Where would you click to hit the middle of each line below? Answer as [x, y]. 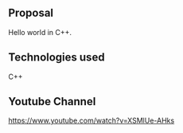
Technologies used [56, 58]
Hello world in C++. [40, 32]
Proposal [31, 13]
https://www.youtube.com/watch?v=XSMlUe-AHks [91, 121]
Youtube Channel [52, 102]
